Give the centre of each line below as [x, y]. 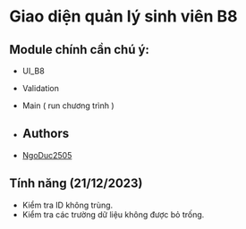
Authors [46, 134]
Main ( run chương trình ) [68, 106]
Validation [41, 88]
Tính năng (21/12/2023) [76, 184]
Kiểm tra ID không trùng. [68, 205]
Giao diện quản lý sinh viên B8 [124, 17]
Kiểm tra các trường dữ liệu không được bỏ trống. [113, 214]
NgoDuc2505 [47, 155]
